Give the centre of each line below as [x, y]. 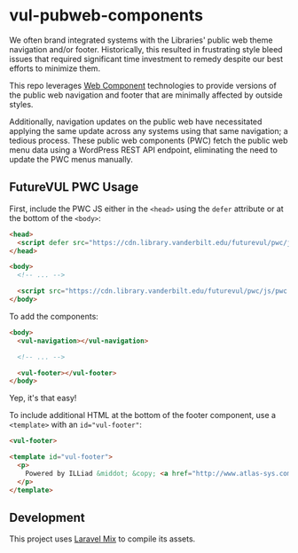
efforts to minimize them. [55, 68]
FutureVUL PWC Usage [74, 187]
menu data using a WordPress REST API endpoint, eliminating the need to [143, 150]
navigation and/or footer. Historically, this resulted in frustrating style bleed [146, 49]
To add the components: [54, 316]
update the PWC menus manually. [71, 159]
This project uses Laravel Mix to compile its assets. [102, 539]
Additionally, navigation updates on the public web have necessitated [136, 122]
